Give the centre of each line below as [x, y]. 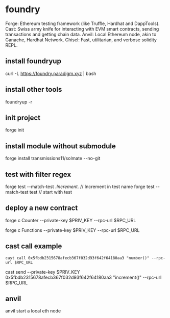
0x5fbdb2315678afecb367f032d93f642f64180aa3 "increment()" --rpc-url [83, 277]
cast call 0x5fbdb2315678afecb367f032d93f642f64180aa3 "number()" [77, 258]
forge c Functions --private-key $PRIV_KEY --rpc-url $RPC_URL [72, 230]
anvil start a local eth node [33, 311]
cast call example [34, 246]
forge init [15, 130]
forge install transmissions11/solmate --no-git [53, 158]
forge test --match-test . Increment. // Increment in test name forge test [80, 187]
